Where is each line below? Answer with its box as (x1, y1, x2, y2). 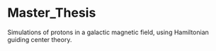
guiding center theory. (7, 35, 72, 43)
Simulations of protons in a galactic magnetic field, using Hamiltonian (7, 28, 209, 36)
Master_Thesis (7, 5, 96, 21)
